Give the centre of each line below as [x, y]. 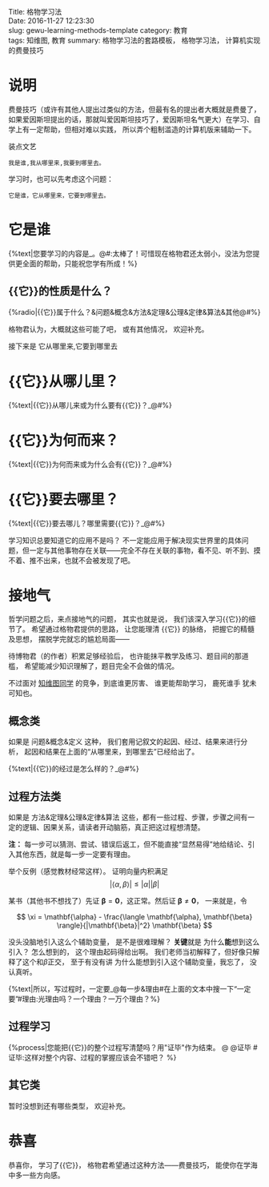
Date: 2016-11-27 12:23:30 [51, 21]
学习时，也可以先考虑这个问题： [61, 179]
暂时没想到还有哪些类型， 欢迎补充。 [69, 1106]
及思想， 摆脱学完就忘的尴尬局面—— [69, 639]
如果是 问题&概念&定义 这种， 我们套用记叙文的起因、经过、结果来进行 [124, 742]
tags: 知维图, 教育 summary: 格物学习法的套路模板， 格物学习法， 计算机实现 [134, 40]
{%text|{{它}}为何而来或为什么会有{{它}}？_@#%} [90, 464]
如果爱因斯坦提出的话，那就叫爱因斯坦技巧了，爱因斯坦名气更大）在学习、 [131, 119]
